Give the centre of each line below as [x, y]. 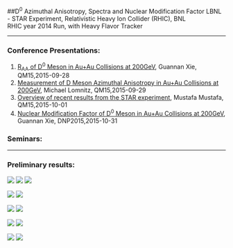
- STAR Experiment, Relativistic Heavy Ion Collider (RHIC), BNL [96, 18]
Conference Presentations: [54, 50]
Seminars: [25, 139]
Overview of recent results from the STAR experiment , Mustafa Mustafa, [120, 98]
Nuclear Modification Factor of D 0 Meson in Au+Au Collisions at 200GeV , [121, 113]
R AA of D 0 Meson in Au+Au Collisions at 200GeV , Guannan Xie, [107, 67]
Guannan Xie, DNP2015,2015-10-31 [67, 121]
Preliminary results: [41, 165]
